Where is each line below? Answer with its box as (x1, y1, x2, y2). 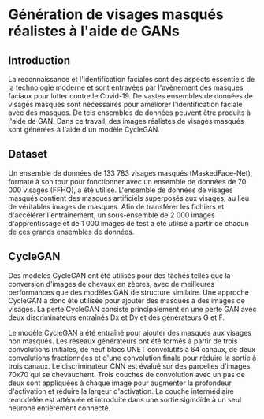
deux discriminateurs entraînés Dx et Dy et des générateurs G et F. (8, 313, 225, 322)
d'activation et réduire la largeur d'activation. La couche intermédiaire (8, 386, 235, 395)
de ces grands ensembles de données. (8, 227, 135, 236)
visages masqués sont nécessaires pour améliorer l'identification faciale (8, 100, 243, 109)
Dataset (8, 147, 48, 161)
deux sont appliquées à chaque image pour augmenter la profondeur (8, 378, 232, 387)
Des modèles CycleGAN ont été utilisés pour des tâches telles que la (8, 270, 231, 280)
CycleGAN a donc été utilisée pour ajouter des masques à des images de (8, 295, 246, 305)
